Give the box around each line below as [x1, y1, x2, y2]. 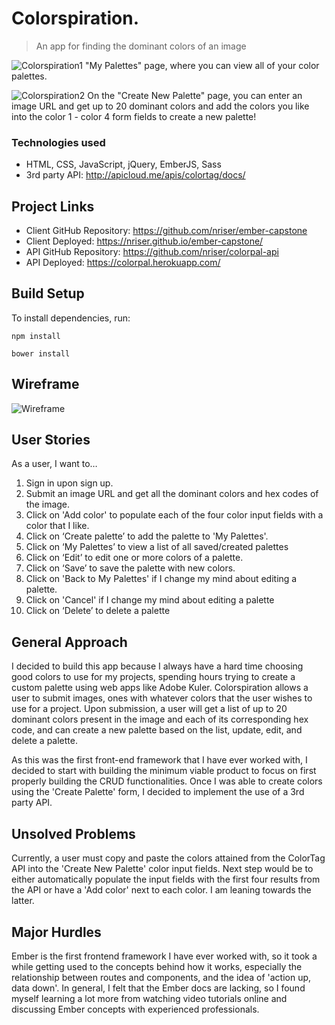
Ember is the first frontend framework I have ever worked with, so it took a [11, 950, 318, 962]
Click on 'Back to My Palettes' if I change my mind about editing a [25, 573, 298, 585]
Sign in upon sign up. [25, 477, 114, 489]
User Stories [11, 432, 91, 449]
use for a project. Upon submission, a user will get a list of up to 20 [11, 703, 288, 715]
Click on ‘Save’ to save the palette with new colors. [25, 562, 236, 574]
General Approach [11, 633, 128, 651]
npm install [11, 331, 61, 341]
